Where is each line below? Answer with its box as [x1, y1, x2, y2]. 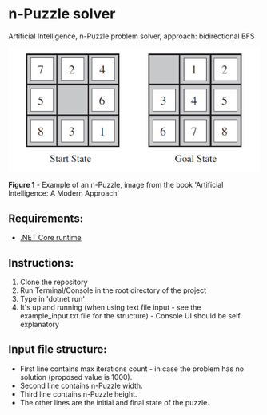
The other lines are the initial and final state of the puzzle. [19, 397, 210, 407]
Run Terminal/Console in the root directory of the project [19, 285, 207, 295]
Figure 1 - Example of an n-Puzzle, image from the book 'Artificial [8, 180, 224, 190]
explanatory [19, 319, 60, 329]
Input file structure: [8, 342, 108, 356]
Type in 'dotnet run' [19, 294, 86, 303]
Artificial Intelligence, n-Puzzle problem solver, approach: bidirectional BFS [8, 31, 255, 41]
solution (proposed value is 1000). [19, 372, 133, 381]
